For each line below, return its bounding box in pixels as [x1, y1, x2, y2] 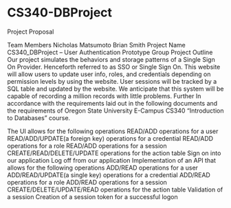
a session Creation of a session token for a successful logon [7, 192, 178, 200]
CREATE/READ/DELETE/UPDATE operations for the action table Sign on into [7, 149, 221, 157]
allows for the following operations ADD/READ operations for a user [7, 163, 198, 172]
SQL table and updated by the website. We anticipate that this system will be [7, 84, 224, 93]
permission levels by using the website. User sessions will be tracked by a [7, 77, 217, 85]
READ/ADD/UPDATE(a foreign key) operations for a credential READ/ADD [7, 134, 214, 142]
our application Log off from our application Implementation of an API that [7, 156, 217, 164]
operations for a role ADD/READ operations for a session [7, 178, 167, 186]
